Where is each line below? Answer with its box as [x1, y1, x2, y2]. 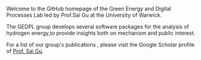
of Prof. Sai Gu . [6, 47, 44, 55]
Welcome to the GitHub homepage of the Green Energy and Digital [6, 5, 172, 12]
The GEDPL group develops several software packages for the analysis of [6, 23, 190, 30]
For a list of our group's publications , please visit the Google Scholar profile [6, 41, 195, 48]
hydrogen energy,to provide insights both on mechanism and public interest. [6, 29, 196, 37]
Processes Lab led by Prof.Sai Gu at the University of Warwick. [6, 11, 162, 19]
